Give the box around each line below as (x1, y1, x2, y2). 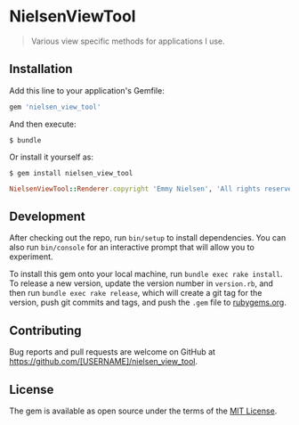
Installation (9, 61, 73, 77)
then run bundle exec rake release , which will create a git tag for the (9, 288, 263, 298)
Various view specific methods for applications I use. (30, 36, 225, 46)
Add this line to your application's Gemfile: (9, 85, 165, 95)
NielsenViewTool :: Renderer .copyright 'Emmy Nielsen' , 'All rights (9, 184, 261, 193)
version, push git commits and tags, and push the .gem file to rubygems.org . (9, 297, 287, 308)
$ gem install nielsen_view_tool (9, 168, 133, 177)
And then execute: (9, 119, 77, 129)
